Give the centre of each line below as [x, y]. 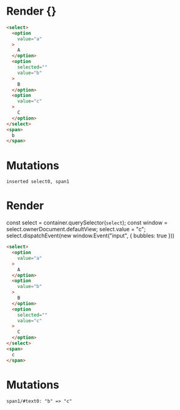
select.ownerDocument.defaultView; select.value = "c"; [76, 229]
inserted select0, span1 [38, 182]
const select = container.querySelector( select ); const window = [87, 223]
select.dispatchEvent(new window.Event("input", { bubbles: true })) [91, 236]
